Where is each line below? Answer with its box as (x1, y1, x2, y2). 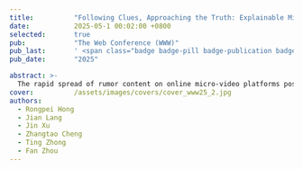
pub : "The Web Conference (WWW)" (9, 38, 179, 48)
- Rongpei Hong (17, 104, 75, 113)
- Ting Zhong (17, 138, 67, 147)
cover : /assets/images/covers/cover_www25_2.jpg (9, 87, 232, 97)
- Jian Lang (17, 113, 63, 122)
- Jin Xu (17, 121, 50, 130)
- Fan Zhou (17, 147, 59, 156)
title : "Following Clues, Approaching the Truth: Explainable (9, 13, 284, 22)
